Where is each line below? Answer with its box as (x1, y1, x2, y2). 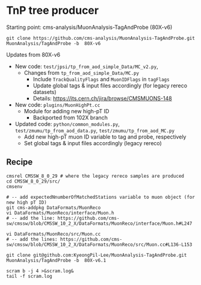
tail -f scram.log (6, 273, 52, 279)
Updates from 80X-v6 (6, 51, 61, 58)
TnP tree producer (6, 4, 99, 17)
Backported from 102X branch (32, 114, 108, 121)
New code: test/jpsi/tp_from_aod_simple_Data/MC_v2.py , (14, 63, 158, 70)
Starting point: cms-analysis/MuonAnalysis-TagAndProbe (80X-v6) (6, 23, 173, 31)
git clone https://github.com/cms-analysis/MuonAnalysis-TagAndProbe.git (6, 35, 196, 41)
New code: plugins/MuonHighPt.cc (14, 101, 100, 108)
